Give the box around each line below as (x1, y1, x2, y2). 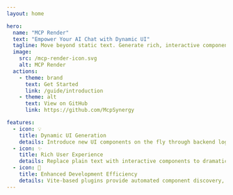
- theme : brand (19, 74, 63, 81)
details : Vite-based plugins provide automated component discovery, (19, 177, 225, 184)
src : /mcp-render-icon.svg (19, 55, 97, 62)
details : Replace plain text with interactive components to (19, 158, 200, 165)
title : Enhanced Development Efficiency (19, 171, 138, 178)
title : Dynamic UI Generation (19, 132, 107, 139)
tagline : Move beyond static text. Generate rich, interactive (13, 42, 200, 49)
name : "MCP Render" (13, 29, 70, 36)
